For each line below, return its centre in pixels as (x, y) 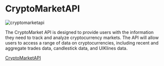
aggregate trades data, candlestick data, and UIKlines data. (66, 48)
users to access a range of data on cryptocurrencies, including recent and (82, 42)
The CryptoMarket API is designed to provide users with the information (79, 32)
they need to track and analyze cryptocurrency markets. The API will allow (82, 37)
